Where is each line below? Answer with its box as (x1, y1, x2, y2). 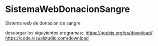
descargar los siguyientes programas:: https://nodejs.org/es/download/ (5, 29, 153, 35)
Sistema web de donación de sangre (5, 20, 81, 26)
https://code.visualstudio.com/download (5, 35, 89, 41)
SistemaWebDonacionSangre (5, 3, 130, 15)
